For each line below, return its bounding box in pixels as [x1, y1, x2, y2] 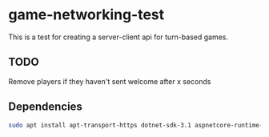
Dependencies [8, 100, 82, 114]
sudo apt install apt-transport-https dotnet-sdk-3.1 [8, 121, 192, 129]
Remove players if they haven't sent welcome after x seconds [8, 76, 211, 86]
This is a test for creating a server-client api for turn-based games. [8, 32, 229, 42]
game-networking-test [8, 6, 165, 24]
